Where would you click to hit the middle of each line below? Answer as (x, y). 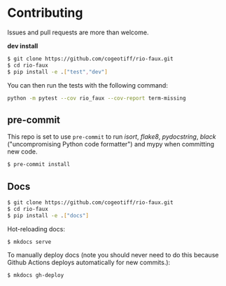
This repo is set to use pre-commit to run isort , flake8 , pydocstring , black (112, 137)
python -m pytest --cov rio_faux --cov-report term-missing (97, 98)
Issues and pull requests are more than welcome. (78, 32)
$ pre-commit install (39, 165)
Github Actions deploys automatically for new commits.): (89, 263)
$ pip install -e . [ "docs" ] (48, 215)
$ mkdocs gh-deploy (36, 275)
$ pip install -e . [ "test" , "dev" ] (58, 71)
